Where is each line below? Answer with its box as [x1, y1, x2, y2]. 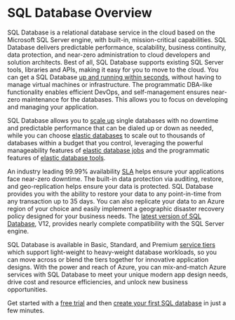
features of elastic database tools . [7, 153, 106, 162]
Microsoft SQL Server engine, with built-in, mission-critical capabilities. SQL [7, 35, 227, 44]
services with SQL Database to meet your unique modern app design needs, [7, 270, 228, 279]
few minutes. [7, 306, 45, 314]
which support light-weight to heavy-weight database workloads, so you [7, 248, 217, 256]
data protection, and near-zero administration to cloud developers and [7, 51, 210, 59]
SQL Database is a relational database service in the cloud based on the [7, 28, 215, 36]
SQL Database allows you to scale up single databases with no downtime [7, 116, 219, 124]
